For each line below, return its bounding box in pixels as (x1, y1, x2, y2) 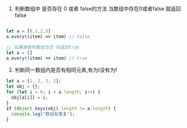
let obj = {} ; (6, 84, 41, 90)
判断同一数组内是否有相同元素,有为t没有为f (14, 66, 117, 73)
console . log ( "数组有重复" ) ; (11, 111, 75, 117)
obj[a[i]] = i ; (11, 95, 49, 100)
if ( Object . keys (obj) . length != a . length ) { (6, 105, 116, 112)
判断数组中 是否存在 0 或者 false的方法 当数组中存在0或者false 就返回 (14, 5, 181, 12)
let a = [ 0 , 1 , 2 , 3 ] (6, 28, 51, 34)
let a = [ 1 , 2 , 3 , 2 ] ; (6, 78, 61, 84)
